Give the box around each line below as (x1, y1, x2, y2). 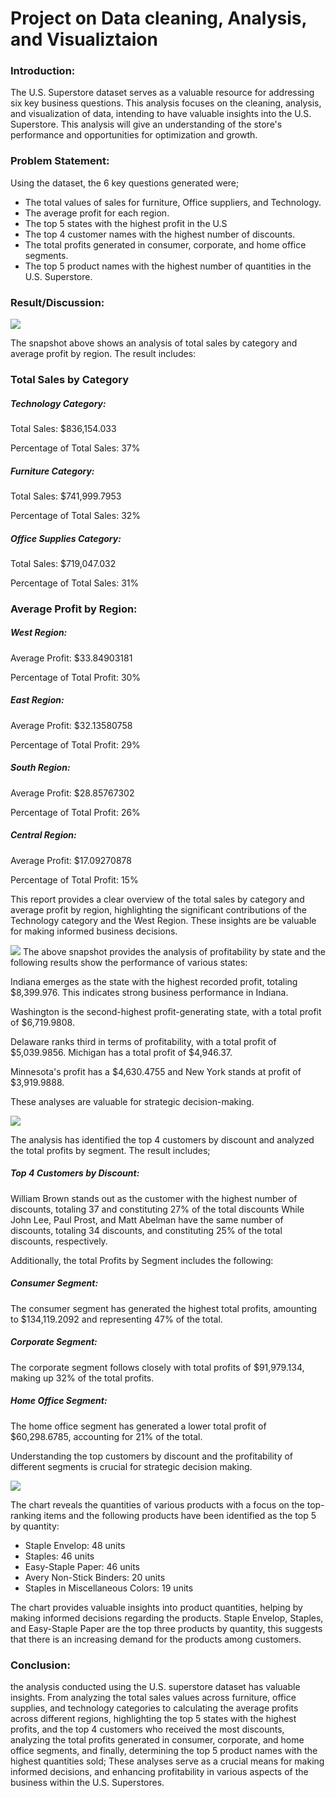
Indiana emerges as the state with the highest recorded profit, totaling (10, 975, 298, 987)
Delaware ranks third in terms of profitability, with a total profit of (10, 1035, 277, 1047)
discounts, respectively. (10, 1235, 108, 1247)
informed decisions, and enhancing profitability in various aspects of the (10, 1765, 309, 1777)
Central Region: (10, 829, 77, 841)
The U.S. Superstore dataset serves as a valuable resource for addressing (10, 87, 315, 99)
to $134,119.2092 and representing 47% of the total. (10, 1313, 223, 1325)
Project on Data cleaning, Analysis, (10, 7, 307, 30)
